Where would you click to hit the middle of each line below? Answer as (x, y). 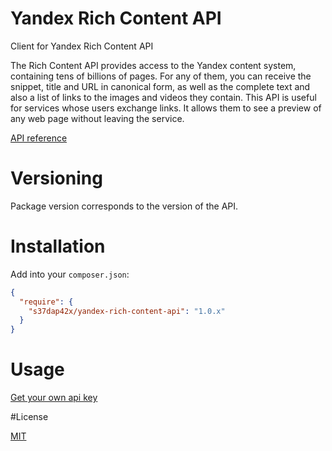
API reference (39, 138)
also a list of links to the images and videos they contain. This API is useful (163, 97)
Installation (58, 246)
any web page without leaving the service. (97, 118)
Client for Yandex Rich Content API (82, 46)
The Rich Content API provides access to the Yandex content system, (153, 65)
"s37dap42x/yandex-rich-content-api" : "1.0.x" (127, 311)
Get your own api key (54, 398)
